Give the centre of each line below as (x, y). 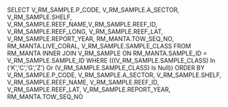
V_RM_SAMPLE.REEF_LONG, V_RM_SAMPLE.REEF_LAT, (85, 31)
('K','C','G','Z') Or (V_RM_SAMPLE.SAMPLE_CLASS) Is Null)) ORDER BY (106, 68)
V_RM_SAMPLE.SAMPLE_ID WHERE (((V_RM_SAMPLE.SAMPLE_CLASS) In (111, 60)
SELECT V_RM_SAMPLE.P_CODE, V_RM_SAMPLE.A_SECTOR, (93, 10)
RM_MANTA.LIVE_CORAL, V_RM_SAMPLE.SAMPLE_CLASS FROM (99, 46)
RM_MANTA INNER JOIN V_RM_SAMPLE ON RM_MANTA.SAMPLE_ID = (107, 53)
